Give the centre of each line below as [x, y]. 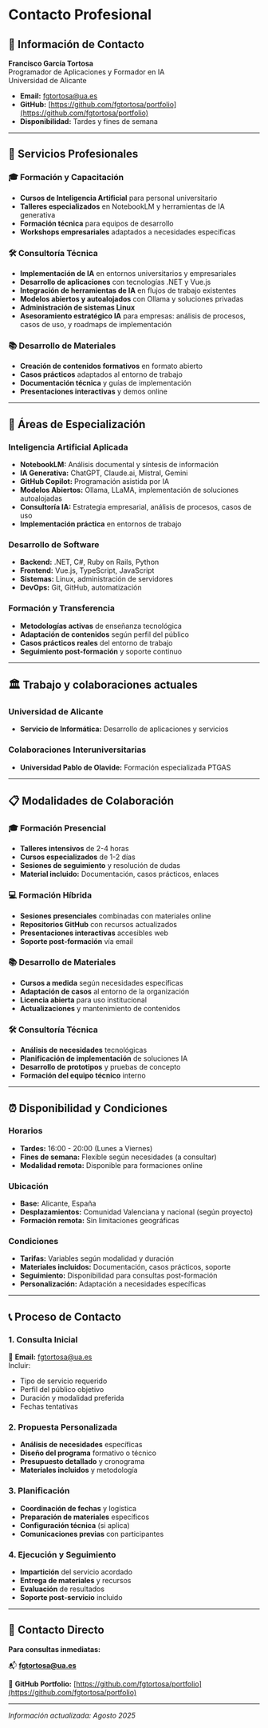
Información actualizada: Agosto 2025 [72, 1715]
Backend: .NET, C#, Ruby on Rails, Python [89, 562]
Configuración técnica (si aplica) [75, 1525]
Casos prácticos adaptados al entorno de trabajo [101, 374]
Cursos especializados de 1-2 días [77, 857]
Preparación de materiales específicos [85, 1517]
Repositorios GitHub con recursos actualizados [99, 924]
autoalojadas [41, 498]
